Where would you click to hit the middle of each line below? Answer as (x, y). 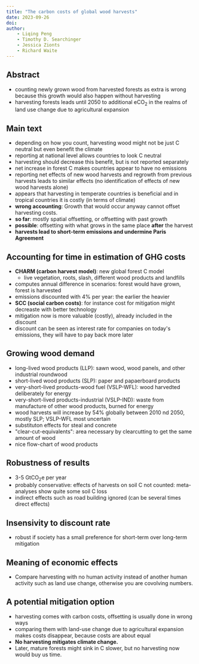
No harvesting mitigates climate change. (66, 642)
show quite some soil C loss (73, 491)
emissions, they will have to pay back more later (74, 335)
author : (16, 28)
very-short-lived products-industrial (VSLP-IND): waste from (89, 400)
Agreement (29, 238)
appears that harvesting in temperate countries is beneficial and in (97, 194)
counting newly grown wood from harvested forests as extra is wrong (100, 89)
